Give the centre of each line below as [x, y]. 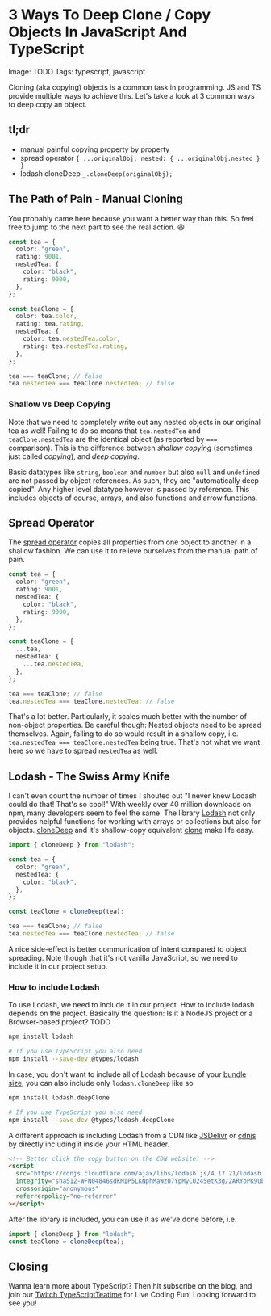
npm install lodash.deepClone [59, 1097]
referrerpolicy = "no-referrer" [66, 1196]
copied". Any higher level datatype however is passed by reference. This [129, 489]
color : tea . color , [47, 317]
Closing [28, 1266]
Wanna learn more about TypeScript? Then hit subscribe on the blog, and [130, 1286]
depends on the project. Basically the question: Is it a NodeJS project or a [131, 1013]
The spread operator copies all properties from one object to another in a [130, 542]
